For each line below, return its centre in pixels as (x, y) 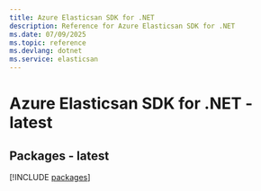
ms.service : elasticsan (54, 59)
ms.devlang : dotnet (46, 51)
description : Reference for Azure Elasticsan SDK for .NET (122, 26)
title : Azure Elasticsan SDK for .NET (82, 17)
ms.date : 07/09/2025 (48, 34)
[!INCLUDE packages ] (50, 177)
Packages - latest (59, 156)
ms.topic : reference (48, 43)
